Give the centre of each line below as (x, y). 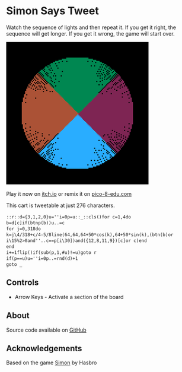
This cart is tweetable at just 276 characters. (61, 205)
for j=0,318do (24, 229)
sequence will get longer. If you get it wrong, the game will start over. (90, 33)
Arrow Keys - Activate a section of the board (69, 297)
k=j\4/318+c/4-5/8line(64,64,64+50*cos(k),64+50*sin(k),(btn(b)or (90, 235)
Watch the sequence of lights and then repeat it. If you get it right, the (91, 27)
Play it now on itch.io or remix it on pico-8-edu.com (69, 193)
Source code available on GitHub (47, 330)
